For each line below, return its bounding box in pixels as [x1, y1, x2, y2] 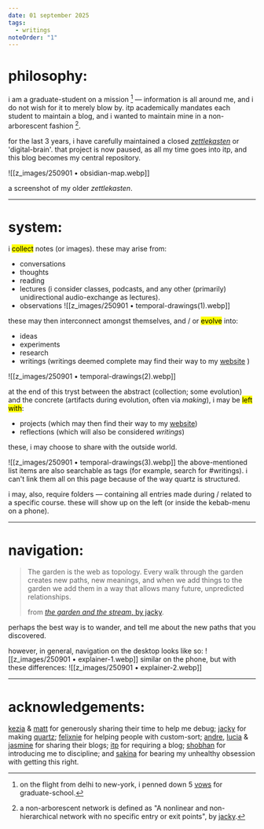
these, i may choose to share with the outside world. [8, 442, 178, 452]
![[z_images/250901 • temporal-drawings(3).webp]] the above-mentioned [8, 457, 247, 468]
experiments [19, 339, 60, 350]
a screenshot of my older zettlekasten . [8, 183, 133, 193]
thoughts [19, 268, 49, 277]
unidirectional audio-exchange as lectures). [19, 292, 161, 303]
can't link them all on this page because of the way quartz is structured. [8, 475, 241, 484]
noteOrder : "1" [8, 33, 58, 42]
